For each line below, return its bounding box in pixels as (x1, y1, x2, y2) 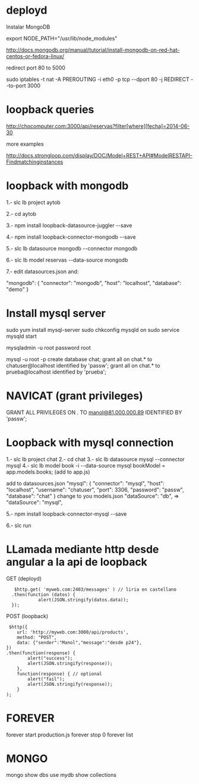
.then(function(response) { (6, 650, 76, 656)
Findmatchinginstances (6, 158, 64, 165)
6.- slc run (6, 522, 31, 529)
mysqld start (6, 333, 37, 340)
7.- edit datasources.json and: (6, 268, 79, 275)
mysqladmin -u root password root (6, 344, 91, 351)
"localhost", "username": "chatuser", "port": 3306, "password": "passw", (6, 486, 184, 493)
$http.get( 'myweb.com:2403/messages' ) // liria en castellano (14, 587, 177, 592)
